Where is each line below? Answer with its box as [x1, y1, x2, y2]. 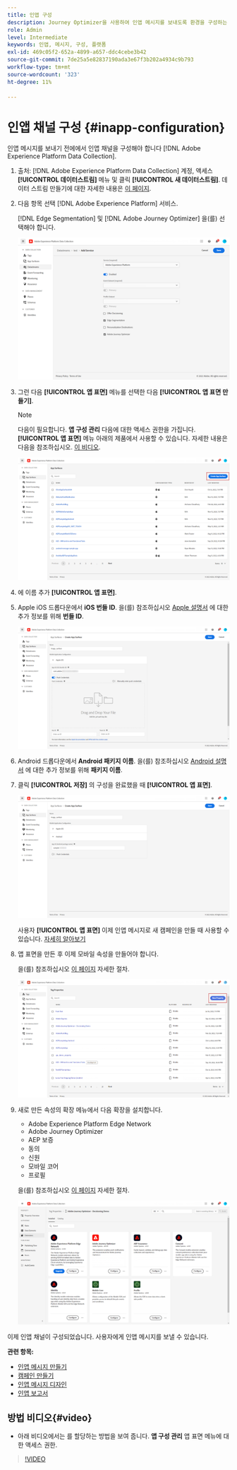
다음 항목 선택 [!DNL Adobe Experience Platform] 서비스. [17, 199, 178, 208]
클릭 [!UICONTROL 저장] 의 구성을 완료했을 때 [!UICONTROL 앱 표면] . [17, 781, 213, 789]
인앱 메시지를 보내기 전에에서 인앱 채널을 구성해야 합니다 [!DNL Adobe [7, 144, 201, 153]
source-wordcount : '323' [7, 71, 80, 78]
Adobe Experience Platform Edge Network [28, 1120, 152, 1128]
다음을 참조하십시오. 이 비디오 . [17, 443, 101, 451]
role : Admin [7, 26, 42, 33]
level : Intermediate [7, 34, 68, 41]
